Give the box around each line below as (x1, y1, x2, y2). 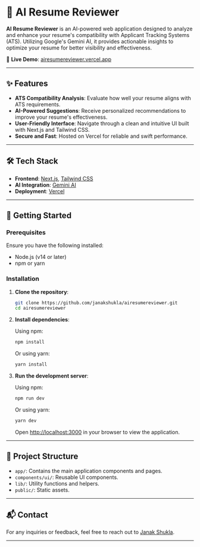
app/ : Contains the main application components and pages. (14, 467, 162, 474)
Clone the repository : (14, 288, 69, 295)
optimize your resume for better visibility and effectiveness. (6, 44, 152, 51)
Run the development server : (14, 372, 89, 379)
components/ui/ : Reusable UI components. (14, 474, 118, 481)
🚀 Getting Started (6, 210, 72, 220)
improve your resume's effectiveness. (14, 113, 108, 120)
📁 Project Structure (6, 452, 79, 462)
